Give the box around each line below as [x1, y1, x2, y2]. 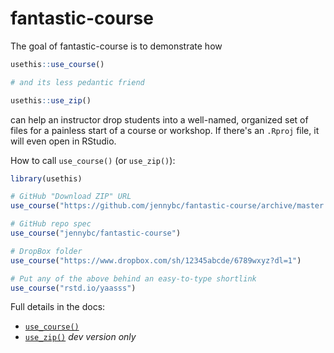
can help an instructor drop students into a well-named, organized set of [10, 113, 309, 126]
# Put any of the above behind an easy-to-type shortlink [10, 273, 257, 284]
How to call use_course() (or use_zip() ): [10, 154, 176, 166]
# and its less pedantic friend [10, 77, 145, 87]
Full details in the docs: [10, 301, 106, 313]
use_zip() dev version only [24, 331, 137, 343]
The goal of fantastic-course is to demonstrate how [10, 40, 223, 52]
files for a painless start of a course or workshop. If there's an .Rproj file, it [10, 124, 320, 136]
